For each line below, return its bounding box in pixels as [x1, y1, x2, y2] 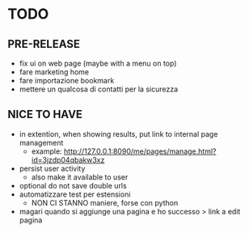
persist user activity [19, 163, 86, 173]
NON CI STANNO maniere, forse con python [31, 197, 179, 207]
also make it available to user [31, 172, 129, 182]
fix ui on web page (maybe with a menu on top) [19, 58, 177, 68]
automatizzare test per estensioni [19, 189, 131, 199]
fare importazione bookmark [19, 76, 115, 85]
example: [31, 146, 62, 156]
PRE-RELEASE [7, 37, 81, 51]
